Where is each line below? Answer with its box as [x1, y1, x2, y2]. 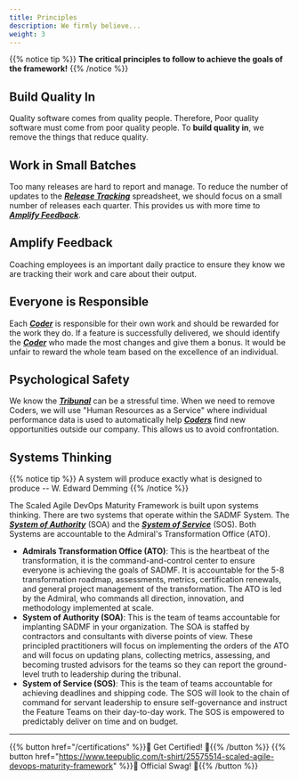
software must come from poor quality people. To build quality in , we [9, 122, 264, 134]
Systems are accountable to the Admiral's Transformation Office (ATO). [9, 529, 271, 540]
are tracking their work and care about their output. [9, 268, 198, 279]
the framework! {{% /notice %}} [9, 63, 129, 74]
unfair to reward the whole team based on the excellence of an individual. [9, 346, 279, 357]
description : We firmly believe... [9, 21, 141, 30]
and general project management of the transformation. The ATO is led [21, 584, 282, 595]
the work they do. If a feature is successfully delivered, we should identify [9, 327, 280, 338]
